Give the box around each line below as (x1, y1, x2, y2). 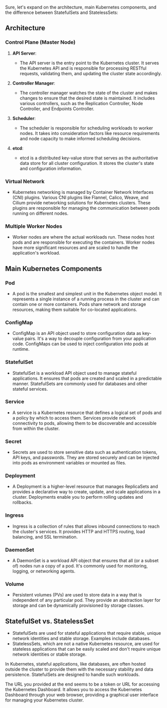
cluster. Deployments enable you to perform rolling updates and (12, 494, 143, 500)
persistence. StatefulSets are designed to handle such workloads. (5, 672, 140, 678)
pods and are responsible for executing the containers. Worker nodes (12, 239, 155, 246)
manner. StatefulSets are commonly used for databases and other (12, 381, 148, 387)
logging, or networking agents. (12, 568, 76, 574)
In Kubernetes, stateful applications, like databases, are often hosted (5, 661, 146, 667)
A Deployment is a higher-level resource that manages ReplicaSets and (12, 483, 158, 490)
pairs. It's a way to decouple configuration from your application (24, 336, 157, 342)
